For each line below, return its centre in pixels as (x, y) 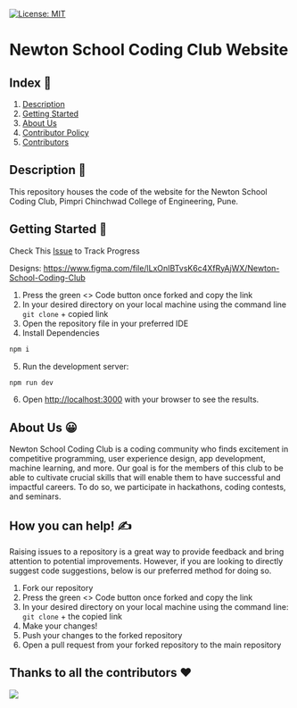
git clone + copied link (65, 313)
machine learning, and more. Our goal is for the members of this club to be (146, 468)
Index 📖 (30, 83)
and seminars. (35, 496)
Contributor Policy (55, 133)
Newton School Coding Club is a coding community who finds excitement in (149, 449)
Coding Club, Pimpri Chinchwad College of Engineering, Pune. (124, 201)
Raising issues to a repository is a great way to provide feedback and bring (147, 552)
